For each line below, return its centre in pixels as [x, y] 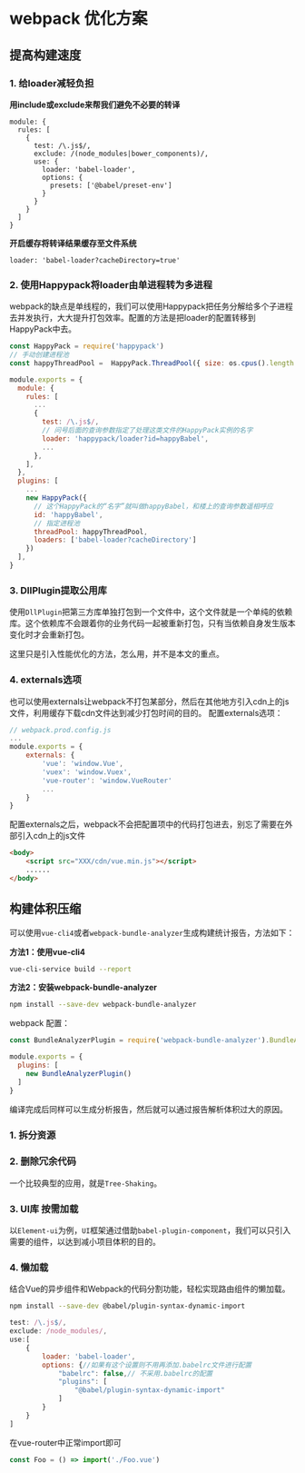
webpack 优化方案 [79, 19]
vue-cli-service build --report [70, 969]
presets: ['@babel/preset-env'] [111, 185]
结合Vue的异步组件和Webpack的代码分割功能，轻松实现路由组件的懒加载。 [150, 1289]
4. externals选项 [45, 680]
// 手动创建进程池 [39, 355]
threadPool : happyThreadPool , [90, 532]
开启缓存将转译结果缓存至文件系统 [73, 243]
